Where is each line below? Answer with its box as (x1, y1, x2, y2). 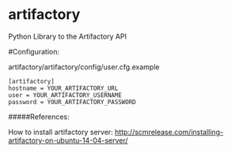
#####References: (8, 112, 70, 121)
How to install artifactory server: (8, 127, 113, 136)
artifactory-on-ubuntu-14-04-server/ (8, 136, 128, 145)
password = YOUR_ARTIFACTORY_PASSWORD (8, 98, 136, 106)
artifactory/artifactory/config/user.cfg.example (8, 62, 160, 72)
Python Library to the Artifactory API (8, 32, 127, 41)
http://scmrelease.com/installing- (114, 127, 224, 136)
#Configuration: (8, 47, 59, 56)
